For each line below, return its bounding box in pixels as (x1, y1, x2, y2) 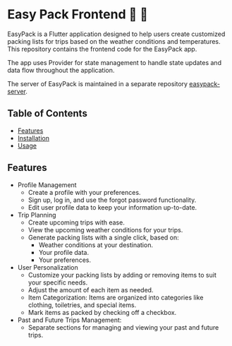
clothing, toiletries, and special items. (28, 300, 137, 309)
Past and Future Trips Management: (17, 316, 122, 324)
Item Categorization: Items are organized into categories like (28, 293, 204, 302)
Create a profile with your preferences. (28, 188, 141, 196)
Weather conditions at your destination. (38, 240, 154, 249)
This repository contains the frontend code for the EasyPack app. (7, 44, 197, 53)
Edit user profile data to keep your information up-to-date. (28, 203, 197, 211)
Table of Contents (7, 107, 88, 119)
